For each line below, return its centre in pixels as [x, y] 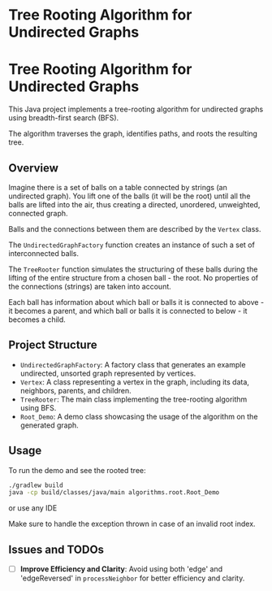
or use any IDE [33, 508]
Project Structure [53, 345]
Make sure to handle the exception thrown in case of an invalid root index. [132, 524]
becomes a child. [37, 319]
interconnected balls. [44, 253]
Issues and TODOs [56, 549]
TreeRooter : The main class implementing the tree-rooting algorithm [134, 399]
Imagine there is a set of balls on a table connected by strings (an [118, 187]
